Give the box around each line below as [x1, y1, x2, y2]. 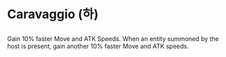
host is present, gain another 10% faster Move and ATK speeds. [7, 42, 189, 50]
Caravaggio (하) [7, 6, 99, 22]
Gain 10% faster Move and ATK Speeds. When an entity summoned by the [7, 34, 220, 42]
